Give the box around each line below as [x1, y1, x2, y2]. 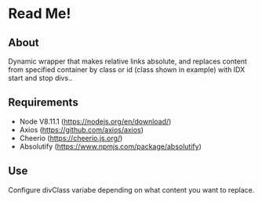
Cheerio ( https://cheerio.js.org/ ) [19, 133, 123, 142]
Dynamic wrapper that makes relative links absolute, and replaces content [8, 56, 247, 66]
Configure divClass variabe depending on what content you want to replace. [8, 185, 255, 194]
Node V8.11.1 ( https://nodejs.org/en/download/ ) [19, 117, 172, 126]
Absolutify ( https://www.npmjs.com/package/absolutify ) [19, 142, 202, 151]
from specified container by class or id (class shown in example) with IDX [8, 65, 246, 74]
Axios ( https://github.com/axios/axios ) [19, 124, 144, 134]
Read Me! [8, 5, 71, 23]
